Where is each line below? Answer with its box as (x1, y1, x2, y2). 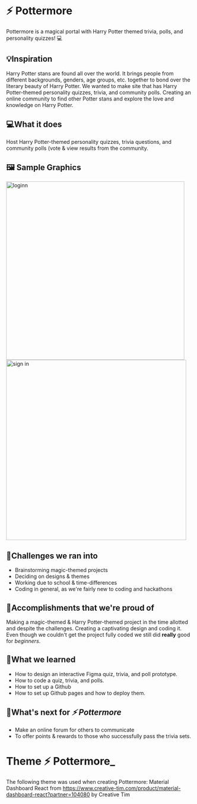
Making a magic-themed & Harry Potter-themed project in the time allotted (6, 618, 188, 626)
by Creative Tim (91, 791, 131, 798)
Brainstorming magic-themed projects (14, 567, 108, 574)
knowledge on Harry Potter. (6, 101, 74, 108)
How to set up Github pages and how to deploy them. (14, 689, 145, 696)
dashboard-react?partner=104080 (6, 791, 90, 798)
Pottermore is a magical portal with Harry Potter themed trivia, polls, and (6, 27, 183, 35)
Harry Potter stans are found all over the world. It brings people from (6, 70, 174, 77)
